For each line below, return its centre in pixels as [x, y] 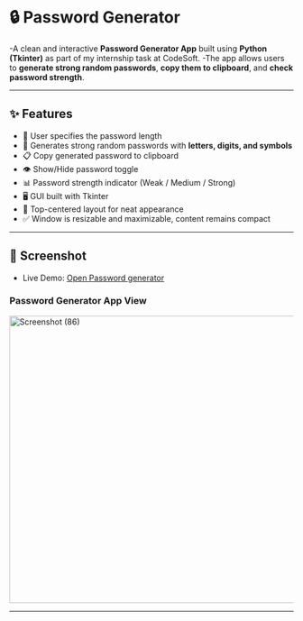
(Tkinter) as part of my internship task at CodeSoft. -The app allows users [147, 58]
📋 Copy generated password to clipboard [100, 155]
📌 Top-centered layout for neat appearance [103, 209]
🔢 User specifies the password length [92, 135]
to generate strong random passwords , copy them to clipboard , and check [151, 68]
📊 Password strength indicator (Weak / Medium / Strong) [129, 182]
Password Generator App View [78, 301]
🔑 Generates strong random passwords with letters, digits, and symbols [157, 145]
